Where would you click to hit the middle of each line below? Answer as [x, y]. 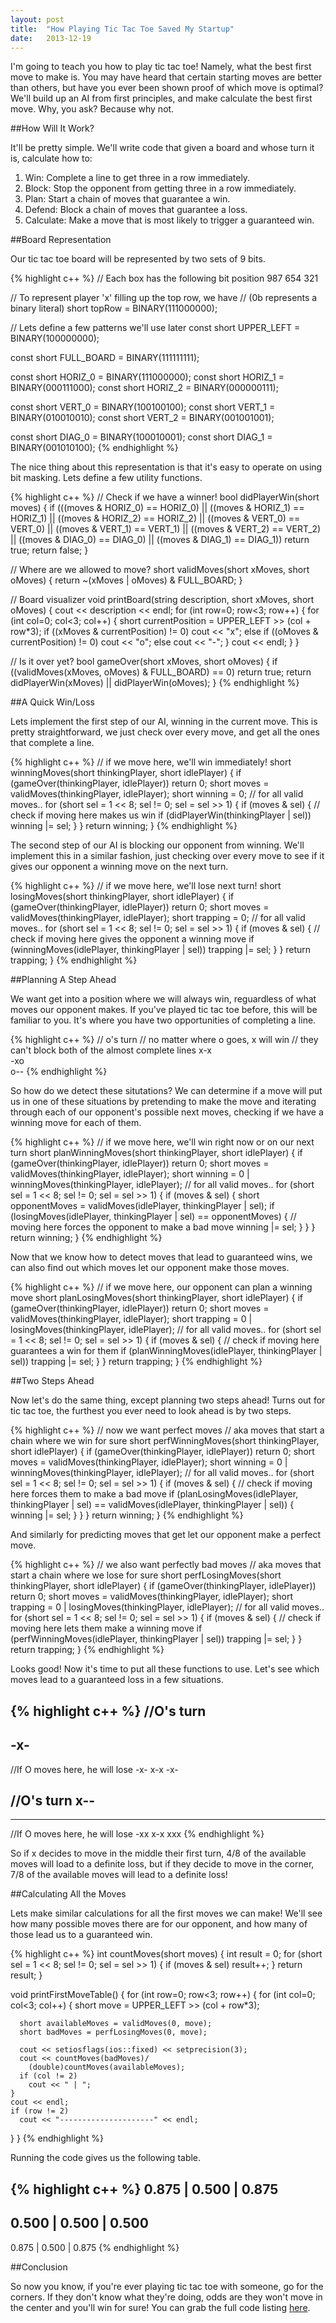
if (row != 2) [40, 2111]
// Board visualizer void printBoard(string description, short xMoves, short [162, 600]
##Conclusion [39, 2267]
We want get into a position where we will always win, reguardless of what [163, 999]
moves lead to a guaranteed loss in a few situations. [117, 1680]
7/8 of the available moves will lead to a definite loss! [119, 1875]
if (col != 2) [48, 2076]
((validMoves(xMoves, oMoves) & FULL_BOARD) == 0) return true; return [161, 672]
